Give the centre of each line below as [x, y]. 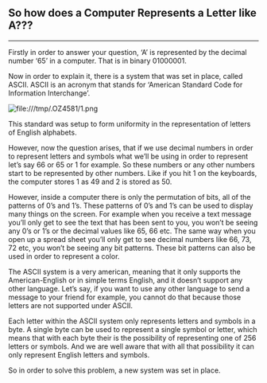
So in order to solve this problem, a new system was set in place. [114, 370]
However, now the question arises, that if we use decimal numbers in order [131, 147]
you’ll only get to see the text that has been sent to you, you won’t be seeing [133, 222]
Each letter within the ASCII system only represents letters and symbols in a [132, 321]
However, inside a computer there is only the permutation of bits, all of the [130, 197]
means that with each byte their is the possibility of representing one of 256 [132, 338]
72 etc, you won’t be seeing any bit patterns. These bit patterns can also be [132, 248]
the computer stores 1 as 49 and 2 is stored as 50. [90, 182]
